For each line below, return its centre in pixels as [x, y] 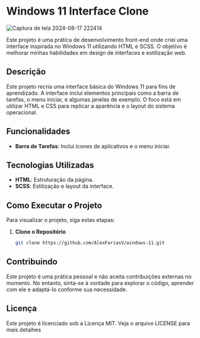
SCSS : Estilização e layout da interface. [64, 186]
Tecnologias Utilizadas [50, 165]
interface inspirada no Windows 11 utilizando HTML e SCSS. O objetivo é [97, 46]
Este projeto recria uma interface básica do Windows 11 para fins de [91, 86]
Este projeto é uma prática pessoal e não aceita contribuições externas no [99, 276]
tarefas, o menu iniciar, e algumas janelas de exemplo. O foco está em [94, 99]
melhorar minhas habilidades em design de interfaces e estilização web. [96, 52]
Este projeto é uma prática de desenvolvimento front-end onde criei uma [97, 40]
